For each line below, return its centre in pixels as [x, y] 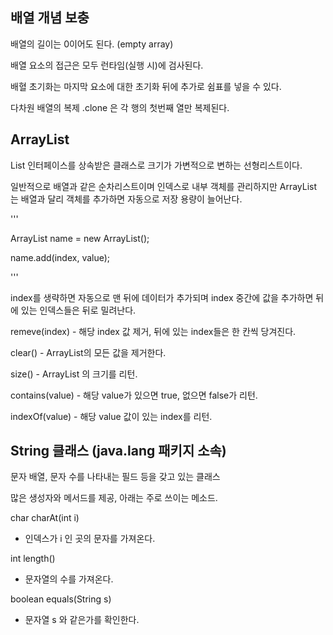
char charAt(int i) [45, 518]
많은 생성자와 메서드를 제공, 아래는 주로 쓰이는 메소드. [114, 498]
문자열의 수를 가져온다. [69, 579]
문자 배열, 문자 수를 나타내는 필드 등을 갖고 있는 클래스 [115, 477]
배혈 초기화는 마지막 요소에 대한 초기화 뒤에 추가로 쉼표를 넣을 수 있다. [146, 86]
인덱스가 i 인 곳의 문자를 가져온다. [90, 539]
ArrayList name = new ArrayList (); [80, 238]
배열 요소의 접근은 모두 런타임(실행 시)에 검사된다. [107, 65]
